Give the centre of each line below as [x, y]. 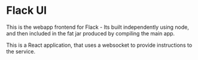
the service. [21, 51]
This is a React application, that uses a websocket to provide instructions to [99, 45]
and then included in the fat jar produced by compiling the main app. [91, 33]
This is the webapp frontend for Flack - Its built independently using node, [98, 27]
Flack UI [26, 10]
